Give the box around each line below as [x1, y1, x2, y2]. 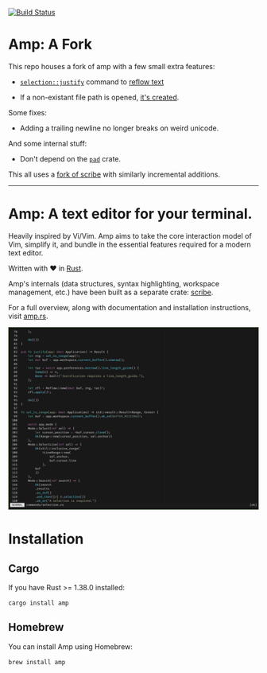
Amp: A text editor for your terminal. [8, 205, 253, 223]
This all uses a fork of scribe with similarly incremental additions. [8, 169, 221, 179]
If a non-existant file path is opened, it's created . [19, 92, 180, 102]
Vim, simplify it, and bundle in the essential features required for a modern [8, 239, 252, 249]
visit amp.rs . [8, 311, 48, 321]
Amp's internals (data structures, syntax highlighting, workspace [8, 278, 220, 288]
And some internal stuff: [8, 138, 87, 148]
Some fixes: [8, 107, 48, 117]
